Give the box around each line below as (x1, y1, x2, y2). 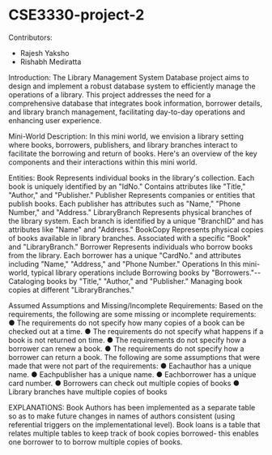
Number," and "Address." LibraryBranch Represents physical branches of (8, 207, 253, 217)
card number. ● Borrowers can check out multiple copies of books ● (8, 378, 240, 388)
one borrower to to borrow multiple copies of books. (8, 436, 183, 447)
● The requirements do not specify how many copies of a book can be (8, 318, 245, 328)
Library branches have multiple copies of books (8, 387, 168, 397)
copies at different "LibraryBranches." (8, 285, 135, 294)
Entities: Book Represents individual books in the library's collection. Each (8, 173, 255, 182)
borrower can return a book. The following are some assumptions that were (8, 352, 261, 362)
